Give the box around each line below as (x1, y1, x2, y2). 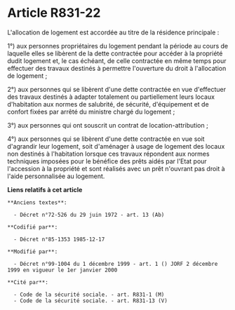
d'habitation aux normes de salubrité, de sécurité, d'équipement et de (7, 100, 209, 108)
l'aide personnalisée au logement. (7, 172, 105, 180)
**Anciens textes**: (7, 198, 68, 206)
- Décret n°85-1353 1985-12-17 (13, 236, 105, 243)
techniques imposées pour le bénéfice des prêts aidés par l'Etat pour (7, 156, 207, 166)
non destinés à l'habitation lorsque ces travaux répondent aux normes (7, 149, 210, 158)
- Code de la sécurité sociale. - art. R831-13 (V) (13, 297, 168, 304)
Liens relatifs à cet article (7, 185, 83, 194)
